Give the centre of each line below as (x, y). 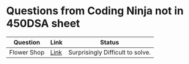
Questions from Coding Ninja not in (95, 11)
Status (109, 42)
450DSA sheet (43, 23)
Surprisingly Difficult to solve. (109, 52)
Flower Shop (27, 52)
